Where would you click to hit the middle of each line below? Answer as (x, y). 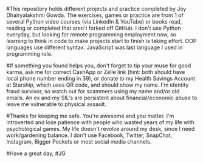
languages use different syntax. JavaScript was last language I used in (95, 47)
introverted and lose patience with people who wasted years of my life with (100, 122)
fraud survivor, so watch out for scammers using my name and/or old (93, 91)
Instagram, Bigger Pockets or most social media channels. (79, 141)
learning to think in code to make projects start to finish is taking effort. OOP (101, 41)
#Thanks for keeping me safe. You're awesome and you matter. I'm (90, 116)
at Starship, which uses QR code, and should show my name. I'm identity (98, 85)
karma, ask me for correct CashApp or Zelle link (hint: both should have (96, 72)
